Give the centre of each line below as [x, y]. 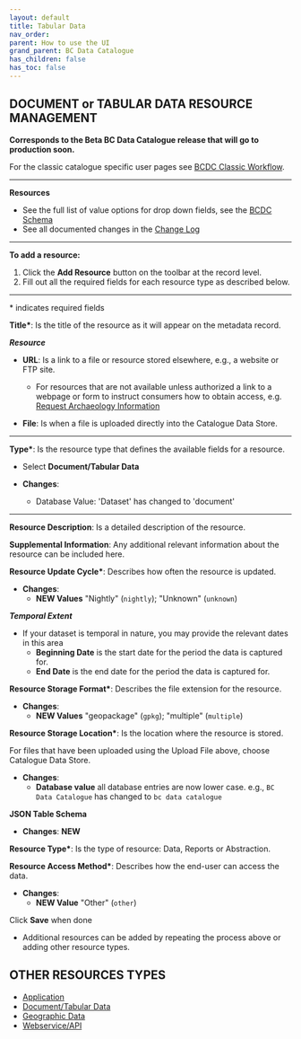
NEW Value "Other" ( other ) [86, 903]
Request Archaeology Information [98, 406]
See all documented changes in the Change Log [111, 229]
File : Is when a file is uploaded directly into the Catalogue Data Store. [150, 423]
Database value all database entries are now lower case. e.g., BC [155, 787]
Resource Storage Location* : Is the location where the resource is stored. [146, 733]
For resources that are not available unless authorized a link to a [154, 386]
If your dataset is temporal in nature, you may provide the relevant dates [155, 633]
